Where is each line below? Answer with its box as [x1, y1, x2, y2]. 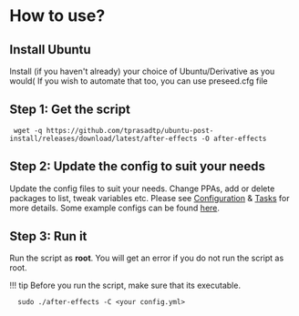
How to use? [9, 5, 106, 26]
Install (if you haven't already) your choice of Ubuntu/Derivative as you [9, 66, 275, 76]
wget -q [13, 126, 43, 135]
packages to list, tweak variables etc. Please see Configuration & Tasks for [9, 192, 290, 203]
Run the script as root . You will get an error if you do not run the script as [9, 252, 284, 264]
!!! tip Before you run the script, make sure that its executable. [9, 280, 242, 291]
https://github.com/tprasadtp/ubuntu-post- [46, 126, 214, 135]
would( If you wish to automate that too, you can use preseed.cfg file [9, 76, 268, 87]
